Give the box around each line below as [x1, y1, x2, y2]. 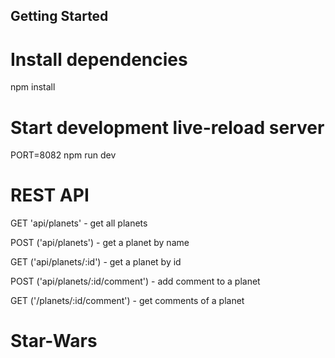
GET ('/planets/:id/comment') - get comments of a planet [10, 295, 245, 307]
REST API [10, 184, 90, 207]
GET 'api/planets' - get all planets [10, 217, 148, 229]
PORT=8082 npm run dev [10, 149, 117, 161]
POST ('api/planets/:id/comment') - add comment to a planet [10, 275, 261, 288]
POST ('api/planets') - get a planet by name [10, 237, 190, 249]
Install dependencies [10, 48, 188, 71]
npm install [10, 81, 56, 93]
